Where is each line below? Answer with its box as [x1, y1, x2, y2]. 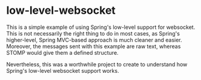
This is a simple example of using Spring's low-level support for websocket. [6, 23, 196, 31]
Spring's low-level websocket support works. [6, 67, 119, 74]
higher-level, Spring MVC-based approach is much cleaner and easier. [6, 36, 183, 43]
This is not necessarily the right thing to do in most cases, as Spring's [6, 29, 180, 37]
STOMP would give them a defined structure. [6, 49, 119, 56]
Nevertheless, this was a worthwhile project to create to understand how [6, 61, 188, 68]
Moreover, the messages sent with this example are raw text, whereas [6, 43, 181, 50]
